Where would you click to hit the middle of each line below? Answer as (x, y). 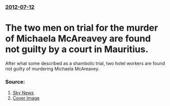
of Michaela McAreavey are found (78, 39)
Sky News (23, 93)
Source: (15, 82)
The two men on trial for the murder (82, 28)
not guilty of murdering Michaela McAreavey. (53, 69)
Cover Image (26, 98)
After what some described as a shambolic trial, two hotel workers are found (85, 63)
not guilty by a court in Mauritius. (77, 49)
